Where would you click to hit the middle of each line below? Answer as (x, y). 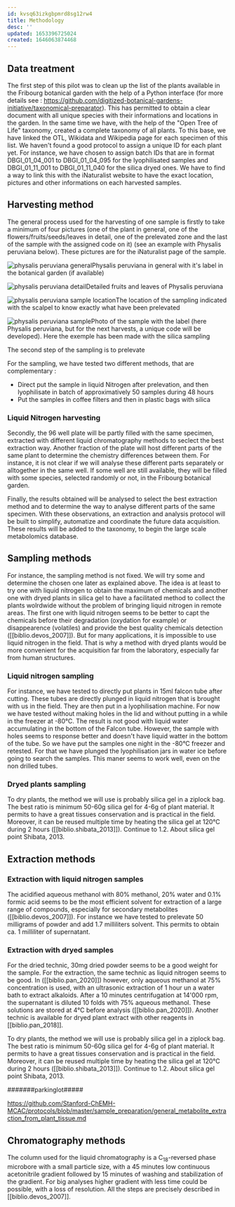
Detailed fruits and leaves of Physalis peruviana (154, 286)
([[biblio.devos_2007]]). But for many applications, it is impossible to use (112, 635)
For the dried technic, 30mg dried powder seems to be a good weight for (113, 966)
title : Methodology (36, 20)
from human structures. (41, 657)
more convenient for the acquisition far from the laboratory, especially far (113, 650)
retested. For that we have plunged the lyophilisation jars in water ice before (117, 751)
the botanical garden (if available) (56, 272)
